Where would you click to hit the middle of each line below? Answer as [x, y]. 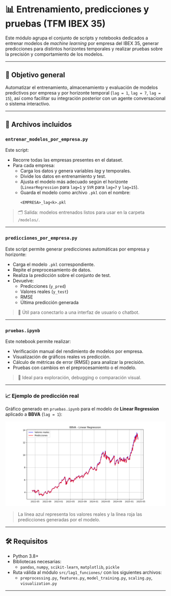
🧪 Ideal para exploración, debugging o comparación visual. [79, 378]
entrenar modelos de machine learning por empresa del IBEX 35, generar [82, 43]
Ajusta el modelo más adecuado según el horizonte [74, 182]
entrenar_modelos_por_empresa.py [47, 140]
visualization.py [39, 583]
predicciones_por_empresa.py [41, 238]
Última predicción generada [49, 302]
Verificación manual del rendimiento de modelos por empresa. [78, 351]
